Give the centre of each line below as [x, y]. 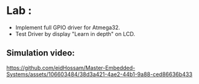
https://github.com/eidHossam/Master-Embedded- [71, 68]
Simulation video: [41, 53]
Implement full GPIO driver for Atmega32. [68, 27]
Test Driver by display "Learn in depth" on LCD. [75, 33]
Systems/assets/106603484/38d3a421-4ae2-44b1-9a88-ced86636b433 [99, 74]
